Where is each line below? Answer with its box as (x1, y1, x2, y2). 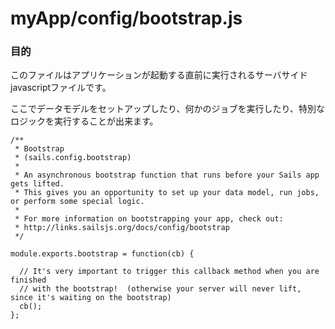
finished (10, 275, 47, 286)
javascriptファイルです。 (10, 82, 112, 94)
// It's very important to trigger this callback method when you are (19, 267, 320, 277)
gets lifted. (10, 179, 65, 189)
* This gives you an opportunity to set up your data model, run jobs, (14, 188, 320, 198)
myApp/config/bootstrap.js (10, 7, 243, 30)
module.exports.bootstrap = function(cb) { (10, 249, 195, 259)
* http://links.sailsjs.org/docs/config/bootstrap (14, 223, 230, 233)
